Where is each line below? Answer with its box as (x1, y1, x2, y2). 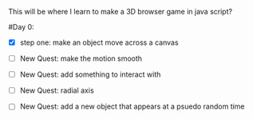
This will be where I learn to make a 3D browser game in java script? (8, 7, 233, 16)
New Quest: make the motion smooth (19, 54, 142, 63)
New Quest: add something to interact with (19, 69, 161, 79)
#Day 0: (8, 22, 34, 31)
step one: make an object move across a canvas (19, 38, 179, 47)
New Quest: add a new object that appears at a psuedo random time (19, 101, 245, 111)
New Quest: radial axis (19, 85, 94, 95)
